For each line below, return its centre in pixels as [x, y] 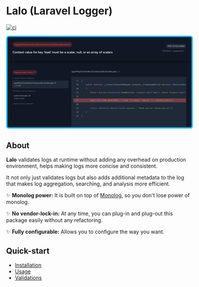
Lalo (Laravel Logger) [60, 11]
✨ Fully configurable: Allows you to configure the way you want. [85, 232]
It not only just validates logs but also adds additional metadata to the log [95, 178]
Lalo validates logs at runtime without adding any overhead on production [96, 160]
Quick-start [28, 251]
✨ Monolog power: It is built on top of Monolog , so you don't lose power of [98, 195]
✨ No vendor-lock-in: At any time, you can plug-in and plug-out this [90, 214]
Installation [28, 265]
